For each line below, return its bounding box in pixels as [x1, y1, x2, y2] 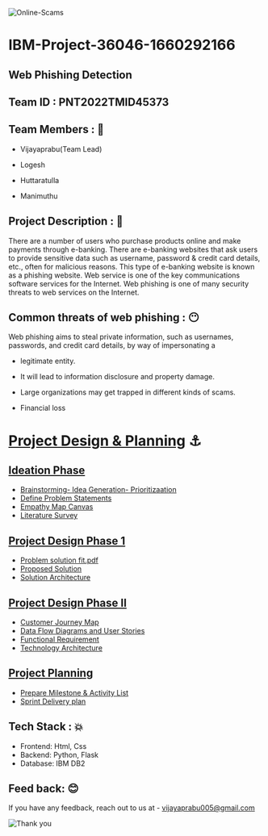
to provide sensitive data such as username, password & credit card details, [8, 253, 261, 262]
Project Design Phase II [8, 596, 128, 609]
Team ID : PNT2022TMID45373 [8, 95, 170, 109]
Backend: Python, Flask [19, 750, 99, 759]
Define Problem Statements [19, 493, 112, 504]
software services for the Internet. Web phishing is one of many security [8, 278, 249, 288]
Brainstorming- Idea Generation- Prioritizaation [19, 485, 177, 495]
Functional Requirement [19, 634, 99, 645]
